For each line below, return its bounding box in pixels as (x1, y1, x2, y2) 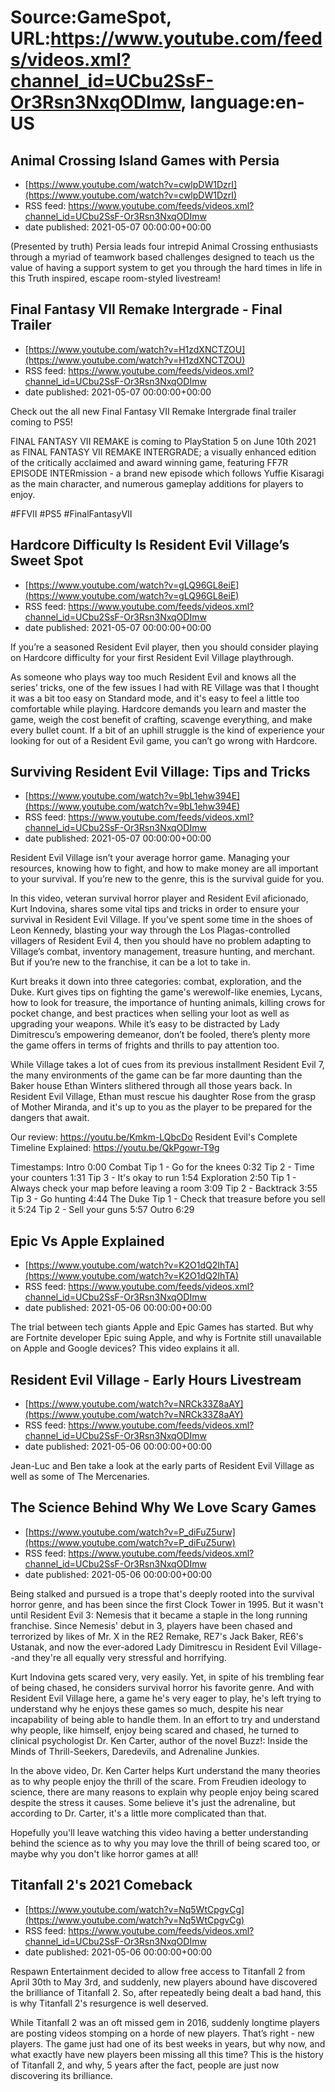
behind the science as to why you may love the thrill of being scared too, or (10, 1837, 321, 1849)
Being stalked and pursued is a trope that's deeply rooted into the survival (10, 1587, 315, 1600)
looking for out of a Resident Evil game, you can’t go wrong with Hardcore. (10, 734, 318, 746)
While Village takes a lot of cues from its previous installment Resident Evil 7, (10, 1059, 325, 1071)
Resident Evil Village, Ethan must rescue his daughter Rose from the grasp (10, 1091, 316, 1103)
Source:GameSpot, (10, 6, 172, 29)
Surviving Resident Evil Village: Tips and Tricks (10, 764, 311, 781)
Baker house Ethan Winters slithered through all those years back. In (10, 1080, 293, 1092)
